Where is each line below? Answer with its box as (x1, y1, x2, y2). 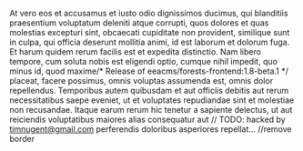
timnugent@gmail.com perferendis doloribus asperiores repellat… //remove (9, 124, 293, 135)
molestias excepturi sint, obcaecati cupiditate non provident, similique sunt (9, 27, 290, 37)
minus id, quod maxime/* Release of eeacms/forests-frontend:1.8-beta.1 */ (9, 65, 289, 76)
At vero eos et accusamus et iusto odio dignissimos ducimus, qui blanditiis (9, 8, 288, 18)
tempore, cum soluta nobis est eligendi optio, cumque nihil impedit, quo (9, 56, 278, 66)
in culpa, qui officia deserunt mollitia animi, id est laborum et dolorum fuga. (9, 36, 290, 47)
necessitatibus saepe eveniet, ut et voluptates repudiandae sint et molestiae (9, 95, 295, 106)
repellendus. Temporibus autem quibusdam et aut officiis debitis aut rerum (9, 86, 289, 96)
